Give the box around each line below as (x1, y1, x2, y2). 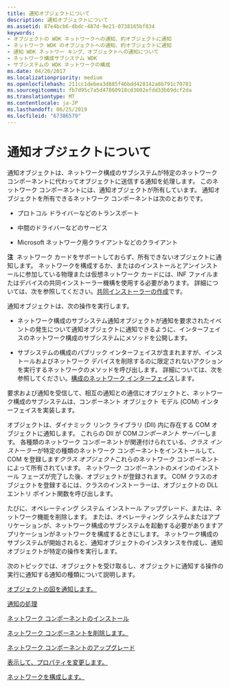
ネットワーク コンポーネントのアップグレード (7, 643, 135, 651)
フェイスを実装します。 (12, 405, 79, 414)
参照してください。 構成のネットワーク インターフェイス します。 (16, 374, 198, 382)
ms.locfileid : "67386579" (7, 112, 81, 119)
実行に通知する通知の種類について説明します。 (7, 570, 139, 578)
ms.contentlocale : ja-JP (7, 100, 78, 107)
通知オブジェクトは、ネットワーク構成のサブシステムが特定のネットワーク (7, 168, 218, 176)
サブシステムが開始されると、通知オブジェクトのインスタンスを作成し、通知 (7, 538, 223, 547)
